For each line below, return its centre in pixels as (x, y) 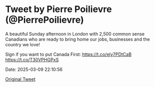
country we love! (23, 44)
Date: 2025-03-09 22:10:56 (34, 69)
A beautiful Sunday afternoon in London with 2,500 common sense (75, 34)
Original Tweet (20, 79)
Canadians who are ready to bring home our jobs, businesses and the (77, 39)
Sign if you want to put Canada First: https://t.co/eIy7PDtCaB (68, 54)
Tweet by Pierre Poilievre (59, 9)
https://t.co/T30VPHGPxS (32, 59)
